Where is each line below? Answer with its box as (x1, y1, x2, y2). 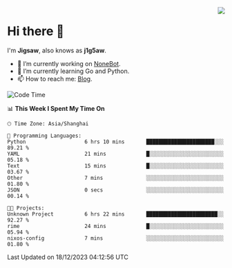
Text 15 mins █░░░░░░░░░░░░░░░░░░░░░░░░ (7, 162, 224, 169)
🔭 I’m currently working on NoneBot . (17, 59, 121, 68)
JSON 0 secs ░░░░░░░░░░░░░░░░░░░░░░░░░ (7, 186, 224, 194)
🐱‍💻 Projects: (7, 205, 45, 212)
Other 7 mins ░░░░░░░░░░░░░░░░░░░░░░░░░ (7, 174, 224, 181)
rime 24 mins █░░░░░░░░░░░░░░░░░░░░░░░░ (7, 223, 224, 229)
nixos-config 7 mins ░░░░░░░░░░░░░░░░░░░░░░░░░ (7, 234, 224, 242)
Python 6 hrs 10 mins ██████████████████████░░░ (7, 138, 224, 145)
